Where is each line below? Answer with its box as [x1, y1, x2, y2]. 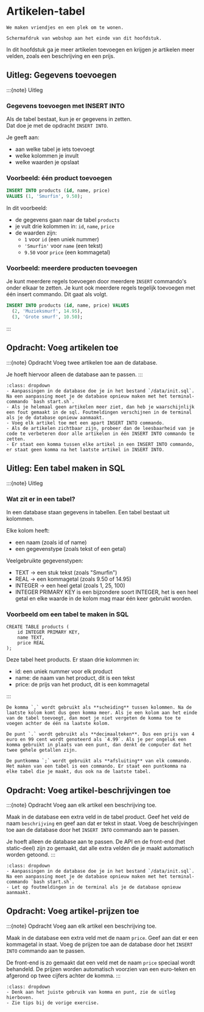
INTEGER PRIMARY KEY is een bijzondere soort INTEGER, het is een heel [15, 588, 199, 595]
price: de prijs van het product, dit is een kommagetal [15, 681, 149, 688]
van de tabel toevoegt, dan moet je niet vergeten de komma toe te [6, 715, 181, 721]
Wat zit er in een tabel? [6, 495, 76, 503]
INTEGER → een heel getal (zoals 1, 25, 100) [15, 581, 126, 589]
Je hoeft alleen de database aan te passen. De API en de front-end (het [6, 838, 186, 845]
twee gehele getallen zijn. [6, 747, 78, 754]
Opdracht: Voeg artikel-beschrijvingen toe [6, 785, 171, 795]
